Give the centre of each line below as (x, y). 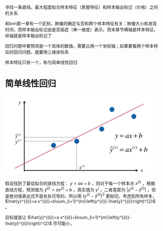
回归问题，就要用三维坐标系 (41, 52)
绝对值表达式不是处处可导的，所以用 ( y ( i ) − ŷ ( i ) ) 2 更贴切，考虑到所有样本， (83, 196)
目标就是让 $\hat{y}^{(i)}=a (32, 217)
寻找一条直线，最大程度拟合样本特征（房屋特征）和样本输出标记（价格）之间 (81, 7)
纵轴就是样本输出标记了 (28, 36)
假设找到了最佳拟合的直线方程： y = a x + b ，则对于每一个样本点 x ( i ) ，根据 (80, 183)
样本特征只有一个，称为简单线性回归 (41, 62)
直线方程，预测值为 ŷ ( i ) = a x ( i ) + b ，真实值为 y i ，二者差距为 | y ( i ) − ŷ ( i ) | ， (78, 189)
